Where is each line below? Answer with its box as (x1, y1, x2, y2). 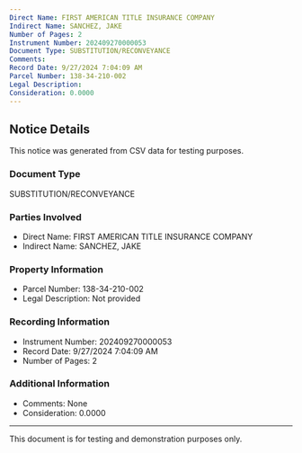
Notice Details (9, 121, 90, 137)
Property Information (9, 262, 103, 275)
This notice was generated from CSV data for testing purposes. (9, 146, 244, 156)
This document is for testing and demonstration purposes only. (9, 433, 243, 444)
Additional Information (9, 377, 111, 390)
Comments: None (22, 397, 88, 409)
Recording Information (9, 315, 111, 328)
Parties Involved (9, 210, 83, 223)
